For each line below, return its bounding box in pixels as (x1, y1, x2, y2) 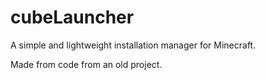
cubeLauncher (10, 6, 135, 29)
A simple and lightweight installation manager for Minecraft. (10, 39, 257, 51)
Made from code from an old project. (10, 58, 163, 70)
